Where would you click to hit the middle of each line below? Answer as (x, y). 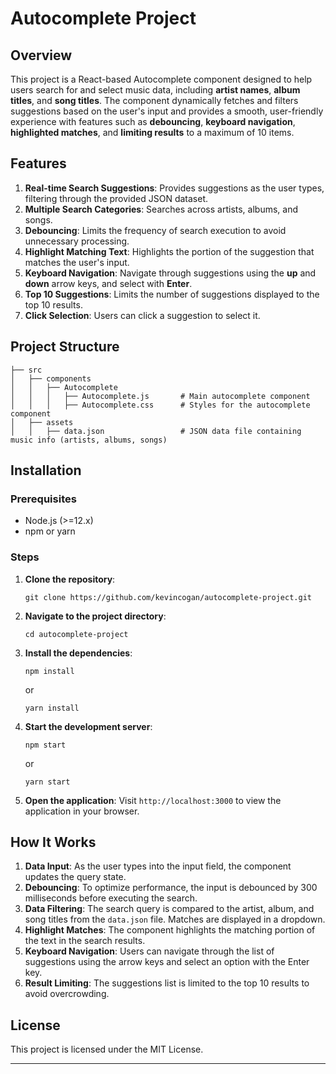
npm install (49, 671)
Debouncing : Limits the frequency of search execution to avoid (155, 230)
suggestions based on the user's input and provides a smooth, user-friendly (167, 111)
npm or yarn (50, 531)
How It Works (53, 842)
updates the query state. (75, 877)
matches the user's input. (77, 262)
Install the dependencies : (78, 653)
